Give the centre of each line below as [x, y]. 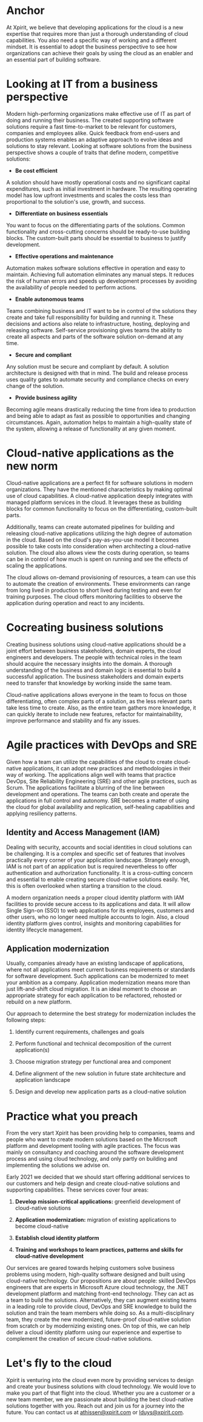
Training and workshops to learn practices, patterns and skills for [99, 1250]
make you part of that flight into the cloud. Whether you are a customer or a [101, 1393]
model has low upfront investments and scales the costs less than [88, 195]
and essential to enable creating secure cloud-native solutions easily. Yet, [98, 879]
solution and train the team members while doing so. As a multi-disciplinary [101, 1313]
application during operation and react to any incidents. [75, 603]
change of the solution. [35, 386]
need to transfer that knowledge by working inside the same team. [89, 683]
